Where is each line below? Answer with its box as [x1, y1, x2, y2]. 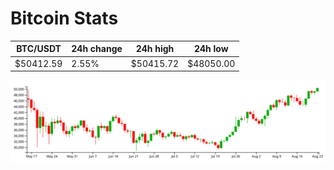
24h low [193, 43, 229, 55]
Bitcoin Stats [10, 7, 119, 30]
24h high [135, 43, 175, 55]
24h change [71, 43, 123, 55]
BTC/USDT [16, 43, 62, 55]
